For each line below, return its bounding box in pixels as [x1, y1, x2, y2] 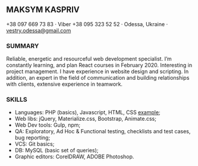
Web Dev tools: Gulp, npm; [14, 121, 81, 129]
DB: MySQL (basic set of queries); [14, 147, 99, 154]
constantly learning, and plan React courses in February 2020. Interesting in [6, 62, 192, 69]
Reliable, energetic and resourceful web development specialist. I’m [6, 55, 172, 62]
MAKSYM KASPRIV [6, 5, 80, 15]
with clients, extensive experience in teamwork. [6, 80, 123, 88]
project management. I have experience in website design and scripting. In [6, 68, 189, 75]
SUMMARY [6, 42, 39, 50]
